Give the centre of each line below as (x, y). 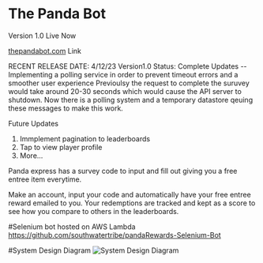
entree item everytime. (45, 179)
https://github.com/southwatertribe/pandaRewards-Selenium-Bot (115, 235)
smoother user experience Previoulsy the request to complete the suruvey (129, 83)
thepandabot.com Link (45, 51)
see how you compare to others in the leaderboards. (94, 211)
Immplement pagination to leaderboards (85, 138)
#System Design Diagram (50, 250)
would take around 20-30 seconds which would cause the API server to (125, 91)
